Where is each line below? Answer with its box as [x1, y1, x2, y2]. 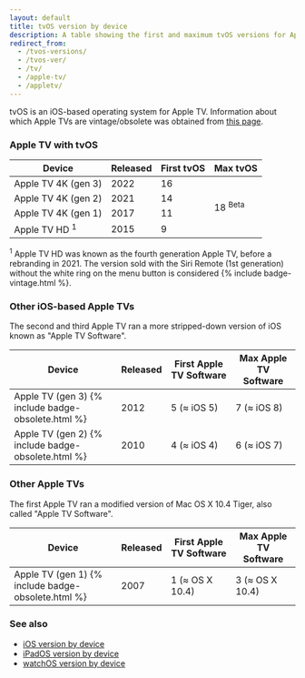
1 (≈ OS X [171, 573, 213, 586]
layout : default [9, 13, 71, 23]
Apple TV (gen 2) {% [14, 428, 103, 440]
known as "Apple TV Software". [9, 330, 127, 341]
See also [9, 618, 48, 631]
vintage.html [9, 277, 56, 288]
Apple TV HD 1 [14, 221, 77, 237]
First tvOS [160, 161, 206, 174]
